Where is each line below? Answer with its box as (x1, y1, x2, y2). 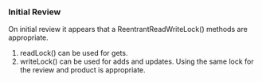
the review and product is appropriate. (19, 65, 146, 75)
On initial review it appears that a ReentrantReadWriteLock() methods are (8, 25, 248, 34)
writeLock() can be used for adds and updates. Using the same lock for (19, 57, 255, 66)
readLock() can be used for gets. (19, 49, 128, 58)
